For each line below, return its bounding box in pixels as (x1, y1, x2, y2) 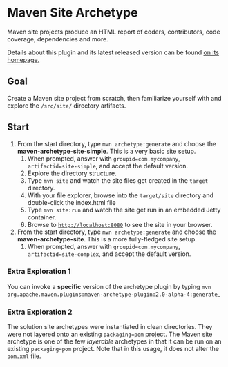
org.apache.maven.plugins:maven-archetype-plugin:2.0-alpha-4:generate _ (7, 290, 221, 298)
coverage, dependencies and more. (7, 34, 108, 43)
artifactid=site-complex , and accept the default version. (27, 250, 191, 258)
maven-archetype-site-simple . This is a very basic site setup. (17, 147, 196, 155)
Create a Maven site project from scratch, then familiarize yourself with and (7, 94, 222, 102)
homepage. (7, 55, 40, 63)
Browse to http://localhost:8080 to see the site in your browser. (27, 220, 213, 228)
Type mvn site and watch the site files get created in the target (27, 176, 209, 184)
